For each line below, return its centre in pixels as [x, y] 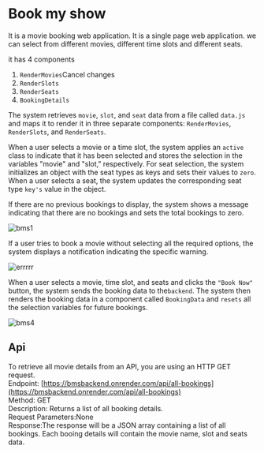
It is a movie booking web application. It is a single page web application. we [132, 36]
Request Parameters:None [51, 417]
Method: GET [30, 400]
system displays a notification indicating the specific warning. [108, 251]
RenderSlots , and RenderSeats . [57, 132]
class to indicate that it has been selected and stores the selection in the [125, 155]
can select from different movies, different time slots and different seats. [125, 43]
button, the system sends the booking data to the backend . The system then [129, 290]
